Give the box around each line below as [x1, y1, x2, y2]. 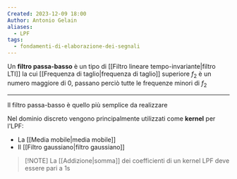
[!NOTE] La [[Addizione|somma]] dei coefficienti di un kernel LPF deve [24, 156, 230, 165]
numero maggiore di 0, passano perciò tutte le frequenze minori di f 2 [7, 79, 207, 88]
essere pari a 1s [24, 164, 71, 172]
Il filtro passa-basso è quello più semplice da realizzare [7, 100, 168, 109]
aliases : [7, 23, 33, 30]
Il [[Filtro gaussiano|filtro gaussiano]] [17, 142, 125, 151]
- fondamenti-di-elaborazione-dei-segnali [13, 43, 140, 50]
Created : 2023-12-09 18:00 [7, 10, 87, 18]
